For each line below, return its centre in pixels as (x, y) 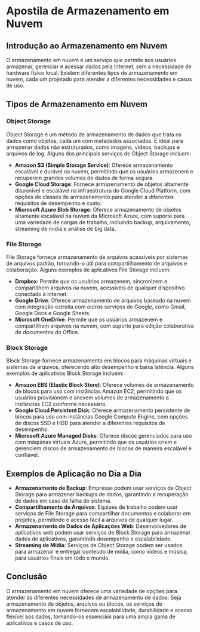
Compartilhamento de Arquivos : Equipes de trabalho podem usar (96, 507)
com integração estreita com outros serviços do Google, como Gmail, (100, 307)
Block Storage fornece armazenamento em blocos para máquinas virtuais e (99, 361)
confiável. (27, 455)
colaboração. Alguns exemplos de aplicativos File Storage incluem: (89, 270)
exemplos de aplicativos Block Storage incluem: (65, 373)
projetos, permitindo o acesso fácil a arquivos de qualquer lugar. (94, 520)
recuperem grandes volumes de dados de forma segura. (84, 178)
